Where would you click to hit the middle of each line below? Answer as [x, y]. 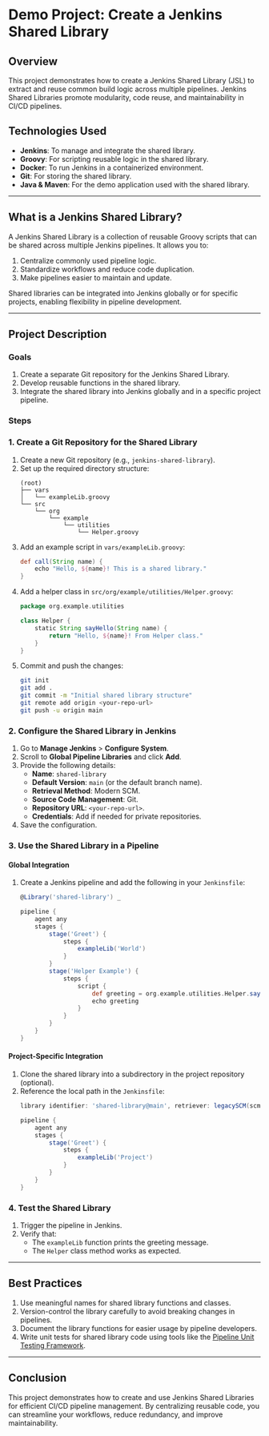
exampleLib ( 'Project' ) [115, 1158]
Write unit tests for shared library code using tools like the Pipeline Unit [137, 1337]
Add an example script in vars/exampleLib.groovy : [102, 547]
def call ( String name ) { [61, 561]
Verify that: [38, 1233]
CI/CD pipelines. [35, 106]
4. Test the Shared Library [60, 1208]
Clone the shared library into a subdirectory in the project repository [132, 1074]
